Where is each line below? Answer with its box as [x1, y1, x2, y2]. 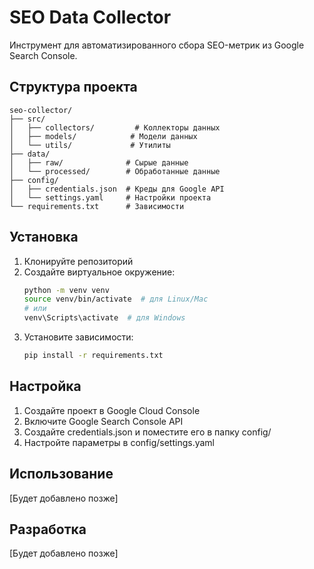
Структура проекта [9, 79, 138, 96]
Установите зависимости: [23, 331, 134, 343]
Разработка [9, 521, 87, 538]
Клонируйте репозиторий [23, 255, 134, 267]
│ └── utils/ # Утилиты [9, 140, 171, 150]
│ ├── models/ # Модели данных [9, 131, 198, 141]
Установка [9, 229, 79, 246]
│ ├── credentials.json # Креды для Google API [9, 184, 225, 194]
